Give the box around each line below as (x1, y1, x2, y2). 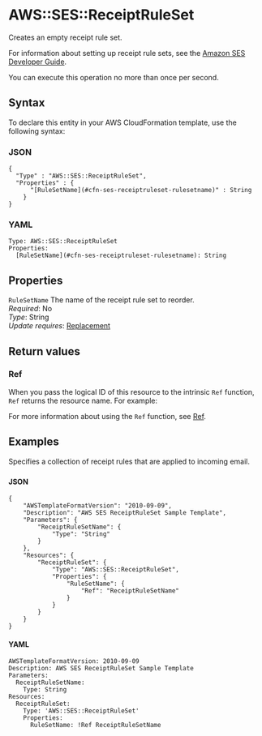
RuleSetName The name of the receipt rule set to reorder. (8, 295, 195, 305)
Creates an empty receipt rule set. (8, 32, 123, 42)
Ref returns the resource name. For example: (8, 396, 158, 405)
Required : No (8, 304, 53, 314)
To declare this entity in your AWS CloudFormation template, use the (8, 118, 237, 127)
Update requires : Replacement (8, 321, 111, 331)
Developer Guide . (8, 57, 67, 66)
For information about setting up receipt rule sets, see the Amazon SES (8, 48, 246, 58)
